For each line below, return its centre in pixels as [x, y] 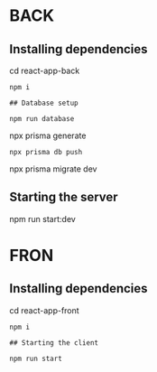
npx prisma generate [48, 135]
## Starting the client [54, 343]
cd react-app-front [44, 310]
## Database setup [44, 103]
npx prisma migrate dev [53, 169]
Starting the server [64, 197]
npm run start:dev [43, 219]
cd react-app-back [45, 70]
